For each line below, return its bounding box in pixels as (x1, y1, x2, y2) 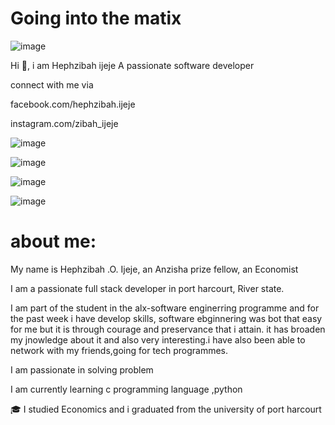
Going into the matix (10, 7, 182, 30)
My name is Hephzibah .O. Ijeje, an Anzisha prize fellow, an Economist (10, 263, 299, 275)
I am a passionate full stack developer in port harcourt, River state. (10, 282, 285, 294)
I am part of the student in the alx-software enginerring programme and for (10, 302, 320, 314)
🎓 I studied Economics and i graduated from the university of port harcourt (10, 403, 322, 415)
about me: (10, 230, 97, 253)
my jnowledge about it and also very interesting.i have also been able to (10, 333, 306, 346)
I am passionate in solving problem (10, 363, 154, 376)
